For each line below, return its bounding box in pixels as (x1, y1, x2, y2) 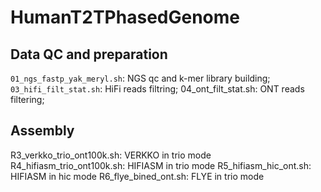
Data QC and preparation (10, 46, 168, 63)
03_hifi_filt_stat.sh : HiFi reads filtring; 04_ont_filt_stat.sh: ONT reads (10, 83, 305, 95)
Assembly (10, 122, 75, 140)
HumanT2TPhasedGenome (10, 6, 240, 29)
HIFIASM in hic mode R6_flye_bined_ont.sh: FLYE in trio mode (10, 170, 265, 182)
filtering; (10, 94, 45, 105)
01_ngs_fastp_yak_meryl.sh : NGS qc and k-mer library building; (10, 72, 271, 84)
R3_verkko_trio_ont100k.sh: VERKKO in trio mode (10, 149, 212, 161)
